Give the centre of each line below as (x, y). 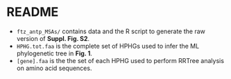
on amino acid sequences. (54, 68)
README (33, 12)
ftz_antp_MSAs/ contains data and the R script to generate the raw (111, 31)
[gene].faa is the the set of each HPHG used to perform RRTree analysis (120, 60)
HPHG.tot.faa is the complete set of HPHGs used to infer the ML (108, 46)
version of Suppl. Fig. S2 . (53, 38)
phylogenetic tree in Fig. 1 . (54, 53)
